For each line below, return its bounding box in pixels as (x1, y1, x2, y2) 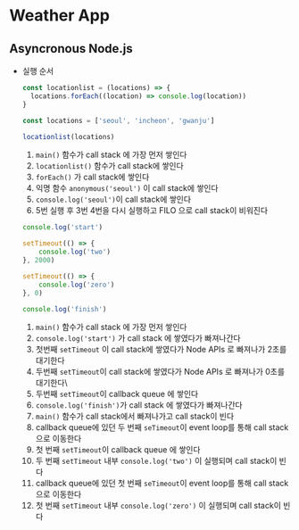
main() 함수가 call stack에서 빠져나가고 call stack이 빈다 (35, 411, 235, 422)
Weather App (9, 5, 110, 26)
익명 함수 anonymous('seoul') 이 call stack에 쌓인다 (35, 183, 219, 194)
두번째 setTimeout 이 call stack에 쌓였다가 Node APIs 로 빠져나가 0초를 (35, 367, 286, 377)
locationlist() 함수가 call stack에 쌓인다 (35, 161, 185, 171)
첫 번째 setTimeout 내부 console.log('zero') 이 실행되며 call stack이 (35, 501, 281, 511)
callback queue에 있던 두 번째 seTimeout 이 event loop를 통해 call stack (35, 422, 289, 433)
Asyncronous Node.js (9, 41, 134, 56)
